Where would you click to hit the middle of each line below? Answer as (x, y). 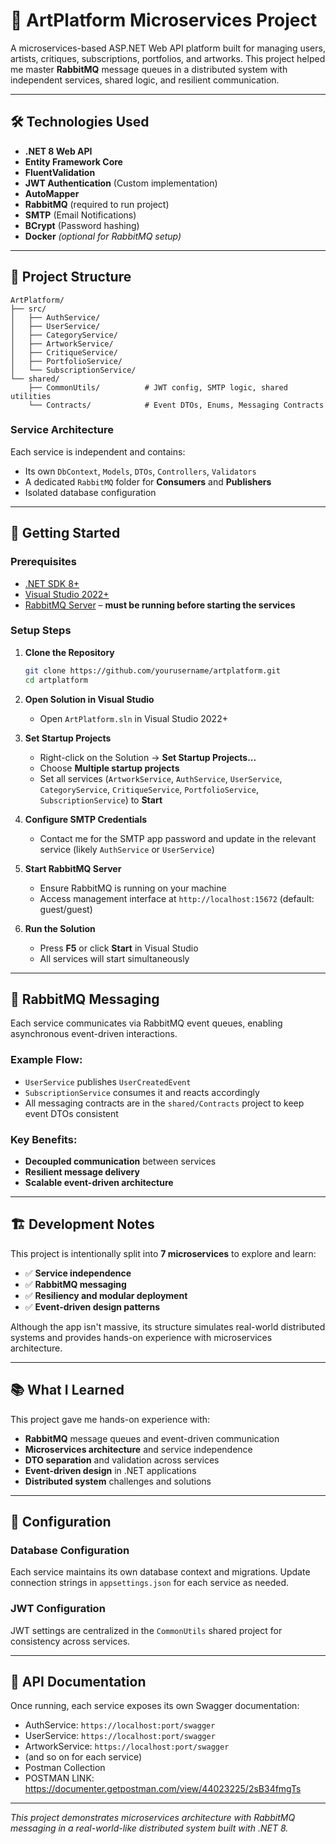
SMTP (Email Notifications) (80, 215)
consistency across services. (70, 1641)
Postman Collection (65, 1768)
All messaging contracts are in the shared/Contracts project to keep (164, 1103)
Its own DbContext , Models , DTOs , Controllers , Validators (140, 471)
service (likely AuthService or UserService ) (127, 849)
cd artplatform (56, 680)
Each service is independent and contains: (98, 451)
